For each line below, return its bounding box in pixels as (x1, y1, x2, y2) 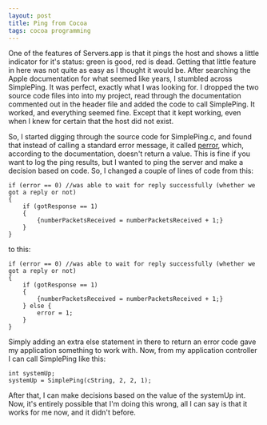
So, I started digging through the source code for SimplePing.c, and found (8, 132, 252, 142)
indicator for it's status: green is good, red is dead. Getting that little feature (8, 57, 257, 66)
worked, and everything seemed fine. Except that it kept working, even (8, 108, 241, 118)
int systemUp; (8, 370, 56, 378)
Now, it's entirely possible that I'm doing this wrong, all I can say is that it (8, 399, 248, 409)
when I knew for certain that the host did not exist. (8, 117, 174, 126)
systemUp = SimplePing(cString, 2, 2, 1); (8, 377, 152, 385)
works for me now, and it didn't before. (8, 407, 136, 417)
